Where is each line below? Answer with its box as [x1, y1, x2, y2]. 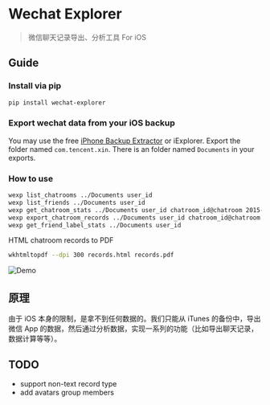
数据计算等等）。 [8, 334, 62, 344]
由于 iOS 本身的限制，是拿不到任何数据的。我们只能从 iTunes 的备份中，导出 [8, 314, 261, 324]
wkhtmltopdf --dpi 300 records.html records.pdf [8, 251, 174, 260]
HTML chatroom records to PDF [8, 235, 114, 245]
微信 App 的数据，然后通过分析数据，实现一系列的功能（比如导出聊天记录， [8, 324, 259, 333]
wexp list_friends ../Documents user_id [8, 198, 146, 207]
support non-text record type [19, 378, 117, 388]
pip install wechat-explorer [8, 98, 106, 107]
